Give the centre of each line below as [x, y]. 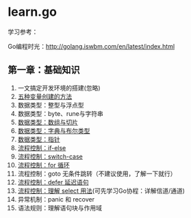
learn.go [33, 12]
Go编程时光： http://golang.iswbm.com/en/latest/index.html [91, 46]
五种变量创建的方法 [45, 96]
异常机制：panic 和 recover [56, 199]
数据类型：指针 [39, 139]
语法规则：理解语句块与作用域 [60, 208]
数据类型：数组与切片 [48, 122]
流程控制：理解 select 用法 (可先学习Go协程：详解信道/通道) [101, 191]
